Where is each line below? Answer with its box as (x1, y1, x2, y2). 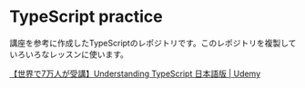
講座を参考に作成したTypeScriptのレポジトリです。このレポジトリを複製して (9, 37, 297, 48)
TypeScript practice (9, 6, 163, 27)
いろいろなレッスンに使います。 (9, 48, 129, 60)
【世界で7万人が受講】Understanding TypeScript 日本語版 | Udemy (9, 68, 261, 79)
